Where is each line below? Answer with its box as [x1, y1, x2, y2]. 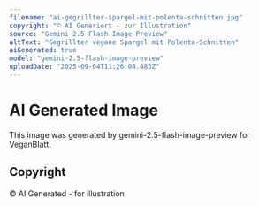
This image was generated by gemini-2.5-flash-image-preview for [9, 129, 250, 140]
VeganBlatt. [9, 139, 51, 149]
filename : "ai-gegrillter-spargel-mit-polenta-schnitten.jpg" [9, 12, 243, 22]
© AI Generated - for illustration [9, 187, 126, 199]
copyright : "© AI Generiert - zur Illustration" [9, 21, 192, 30]
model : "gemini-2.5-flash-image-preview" [9, 54, 164, 63]
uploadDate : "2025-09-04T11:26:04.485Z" [9, 63, 161, 72]
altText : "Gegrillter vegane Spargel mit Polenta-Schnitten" [9, 37, 240, 47]
